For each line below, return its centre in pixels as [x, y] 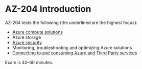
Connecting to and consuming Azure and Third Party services [74, 53]
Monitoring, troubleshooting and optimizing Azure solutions [72, 47]
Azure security [27, 42]
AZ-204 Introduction [48, 9]
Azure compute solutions [37, 32]
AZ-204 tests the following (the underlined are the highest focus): [71, 23]
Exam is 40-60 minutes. [29, 62]
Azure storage [26, 37]
